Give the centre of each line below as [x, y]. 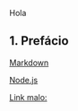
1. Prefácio [39, 41]
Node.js [24, 80]
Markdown [29, 63]
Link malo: [28, 97]
